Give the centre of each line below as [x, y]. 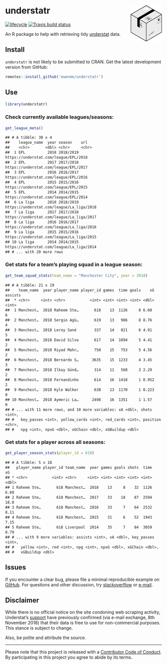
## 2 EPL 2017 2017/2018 [42, 163]
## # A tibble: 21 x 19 [30, 285]
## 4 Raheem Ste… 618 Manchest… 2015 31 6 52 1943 [79, 517]
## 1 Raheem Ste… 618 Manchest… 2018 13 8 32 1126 [79, 487]
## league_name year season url [46, 143]
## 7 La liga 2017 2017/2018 [42, 212]
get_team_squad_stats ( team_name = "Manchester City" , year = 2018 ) [77, 276]
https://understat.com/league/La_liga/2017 [51, 217]
